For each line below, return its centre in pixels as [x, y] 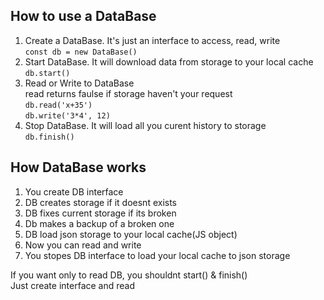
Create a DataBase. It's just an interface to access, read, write [152, 40]
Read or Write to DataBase [79, 83]
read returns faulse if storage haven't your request [128, 93]
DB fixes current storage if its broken [100, 213]
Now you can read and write [83, 245]
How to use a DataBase [83, 16]
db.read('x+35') [58, 105]
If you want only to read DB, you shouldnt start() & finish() [129, 275]
